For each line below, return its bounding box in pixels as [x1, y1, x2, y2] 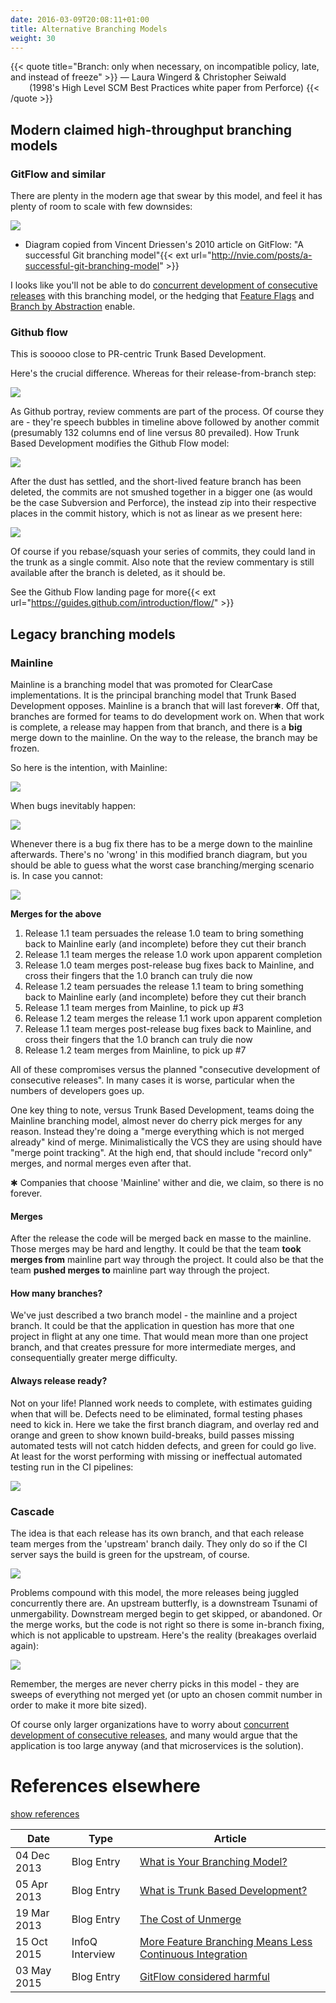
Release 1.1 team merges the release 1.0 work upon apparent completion [24, 949, 323, 961]
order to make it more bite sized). [10, 1699, 148, 1711]
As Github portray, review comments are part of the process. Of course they [10, 406, 325, 418]
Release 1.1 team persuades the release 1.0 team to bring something [24, 927, 304, 940]
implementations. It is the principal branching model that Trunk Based [10, 689, 297, 701]
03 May [15, 1963, 52, 1977]
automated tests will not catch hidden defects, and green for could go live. [10, 1439, 317, 1451]
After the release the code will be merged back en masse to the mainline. [10, 1232, 312, 1245]
